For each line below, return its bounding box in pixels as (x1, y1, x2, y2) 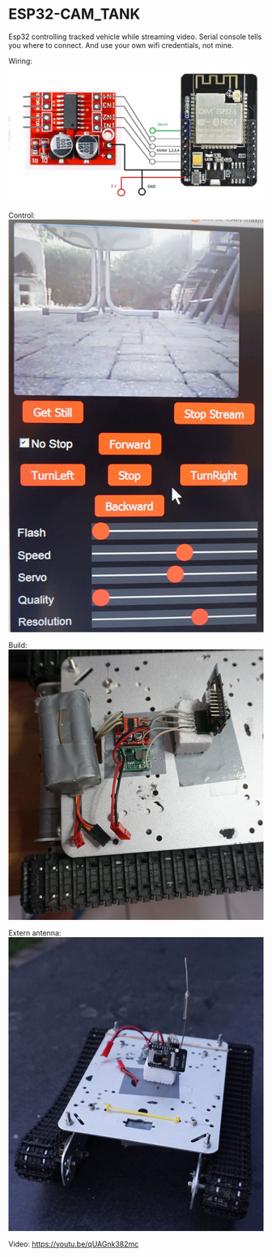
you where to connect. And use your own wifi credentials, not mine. (8, 40, 234, 50)
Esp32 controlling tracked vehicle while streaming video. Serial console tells (8, 32, 262, 41)
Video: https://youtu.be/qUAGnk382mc (8, 1239, 139, 1249)
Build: (8, 640, 28, 650)
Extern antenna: (8, 928, 62, 938)
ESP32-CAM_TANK (8, 5, 141, 24)
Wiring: (8, 56, 32, 66)
